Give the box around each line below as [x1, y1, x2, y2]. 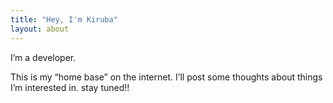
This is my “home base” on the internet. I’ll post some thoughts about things [10, 71, 323, 83]
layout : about [10, 24, 70, 34]
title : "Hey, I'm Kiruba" [10, 14, 118, 25]
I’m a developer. [10, 51, 77, 63]
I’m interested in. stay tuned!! [10, 81, 130, 93]
